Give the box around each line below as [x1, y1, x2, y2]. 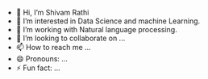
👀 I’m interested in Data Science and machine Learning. [15, 16, 201, 26]
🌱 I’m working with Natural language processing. [15, 25, 177, 34]
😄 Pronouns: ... [15, 54, 69, 64]
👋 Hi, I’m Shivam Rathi [15, 8, 89, 17]
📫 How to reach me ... [15, 43, 91, 52]
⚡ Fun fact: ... [15, 63, 60, 73]
